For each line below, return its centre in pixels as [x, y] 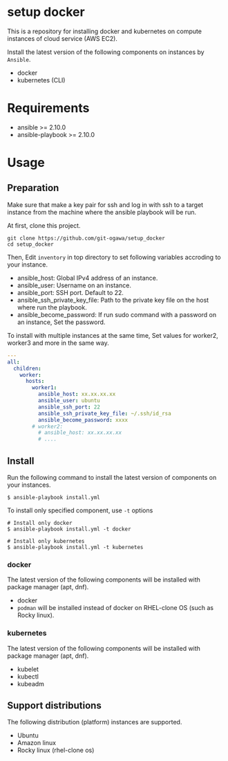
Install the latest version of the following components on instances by [106, 52]
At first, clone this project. [44, 225]
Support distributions [54, 705]
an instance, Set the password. [61, 322]
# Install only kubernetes [46, 541]
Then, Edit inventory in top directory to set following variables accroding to [114, 257]
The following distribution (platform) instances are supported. [95, 722]
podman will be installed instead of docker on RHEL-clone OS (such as [115, 608]
